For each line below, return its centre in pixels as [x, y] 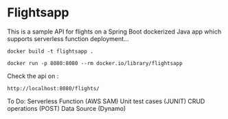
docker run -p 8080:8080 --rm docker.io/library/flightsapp [95, 63]
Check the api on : [33, 76]
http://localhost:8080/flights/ [53, 88]
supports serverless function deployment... [68, 38]
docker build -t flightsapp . [50, 51]
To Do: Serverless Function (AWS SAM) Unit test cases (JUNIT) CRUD [106, 101]
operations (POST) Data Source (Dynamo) [67, 108]
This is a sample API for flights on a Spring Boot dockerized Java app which [114, 31]
